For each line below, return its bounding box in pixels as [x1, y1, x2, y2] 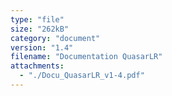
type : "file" [10, 14, 65, 25]
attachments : [10, 61, 65, 71]
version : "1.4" [10, 42, 74, 53]
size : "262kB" [10, 24, 70, 34]
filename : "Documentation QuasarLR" [10, 52, 163, 62]
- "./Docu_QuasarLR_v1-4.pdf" [19, 71, 145, 81]
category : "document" [10, 33, 101, 43]
